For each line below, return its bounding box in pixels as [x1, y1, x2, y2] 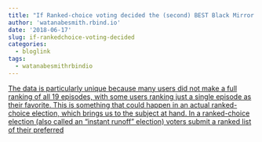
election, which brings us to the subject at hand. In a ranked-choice [31, 108, 250, 118]
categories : [8, 41, 47, 48]
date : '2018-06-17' [8, 26, 72, 34]
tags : [8, 55, 26, 63]
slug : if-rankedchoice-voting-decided [8, 33, 135, 41]
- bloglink [15, 48, 51, 55]
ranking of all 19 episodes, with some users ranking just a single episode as [8, 91, 252, 101]
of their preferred [8, 125, 64, 134]
